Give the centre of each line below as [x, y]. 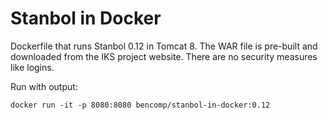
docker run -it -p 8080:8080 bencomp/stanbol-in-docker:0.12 [140, 105]
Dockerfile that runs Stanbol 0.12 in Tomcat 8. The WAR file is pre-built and [164, 46]
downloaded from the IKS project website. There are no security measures [164, 56]
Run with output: [44, 86]
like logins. [32, 67]
